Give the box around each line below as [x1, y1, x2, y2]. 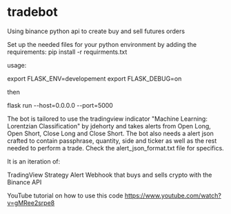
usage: [7, 61, 27, 69]
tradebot [7, 4, 58, 20]
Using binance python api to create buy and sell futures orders [7, 27, 185, 35]
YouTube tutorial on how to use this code [7, 191, 123, 200]
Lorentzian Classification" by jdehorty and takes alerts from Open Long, [7, 121, 212, 130]
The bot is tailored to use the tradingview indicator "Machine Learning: [7, 115, 208, 123]
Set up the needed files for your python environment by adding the [7, 40, 197, 48]
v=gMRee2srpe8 [7, 198, 55, 207]
